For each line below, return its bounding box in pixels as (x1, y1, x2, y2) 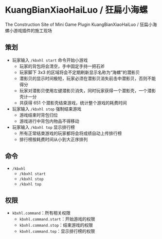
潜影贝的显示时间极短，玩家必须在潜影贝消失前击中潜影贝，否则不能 (19, 75, 156, 81)
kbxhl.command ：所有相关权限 (12, 210, 71, 216)
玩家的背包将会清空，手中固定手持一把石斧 (19, 63, 105, 69)
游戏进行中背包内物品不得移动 (19, 118, 79, 124)
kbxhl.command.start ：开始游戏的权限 (19, 216, 95, 222)
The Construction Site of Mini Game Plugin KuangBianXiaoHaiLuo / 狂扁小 (5, 21, 153, 27)
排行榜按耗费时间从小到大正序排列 (19, 136, 88, 142)
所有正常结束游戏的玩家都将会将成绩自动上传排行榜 (19, 130, 122, 136)
